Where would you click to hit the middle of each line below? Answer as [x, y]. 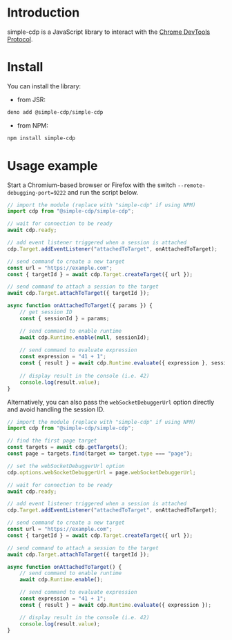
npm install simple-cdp [41, 138]
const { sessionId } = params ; [65, 318]
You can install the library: [44, 86]
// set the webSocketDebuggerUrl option [66, 466]
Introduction [43, 13]
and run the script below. [103, 192]
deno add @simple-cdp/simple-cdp [55, 112]
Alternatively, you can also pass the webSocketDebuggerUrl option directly [111, 402]
